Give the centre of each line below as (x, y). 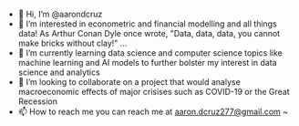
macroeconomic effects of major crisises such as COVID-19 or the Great (154, 92)
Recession (37, 101)
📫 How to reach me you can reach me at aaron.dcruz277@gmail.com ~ (153, 111)
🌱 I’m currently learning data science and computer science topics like (150, 53)
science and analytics (59, 72)
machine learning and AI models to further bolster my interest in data (147, 63)
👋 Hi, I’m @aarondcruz (60, 14)
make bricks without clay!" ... (72, 43)
